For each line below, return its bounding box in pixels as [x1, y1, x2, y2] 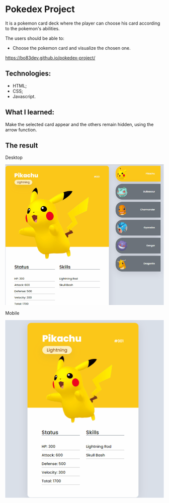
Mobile [5, 310, 20, 316]
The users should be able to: [5, 35, 64, 41]
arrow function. [5, 127, 37, 133]
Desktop [5, 154, 23, 160]
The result [5, 141, 38, 149]
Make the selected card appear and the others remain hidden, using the [5, 121, 154, 127]
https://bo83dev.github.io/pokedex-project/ [5, 54, 96, 61]
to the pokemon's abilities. [5, 25, 60, 31]
